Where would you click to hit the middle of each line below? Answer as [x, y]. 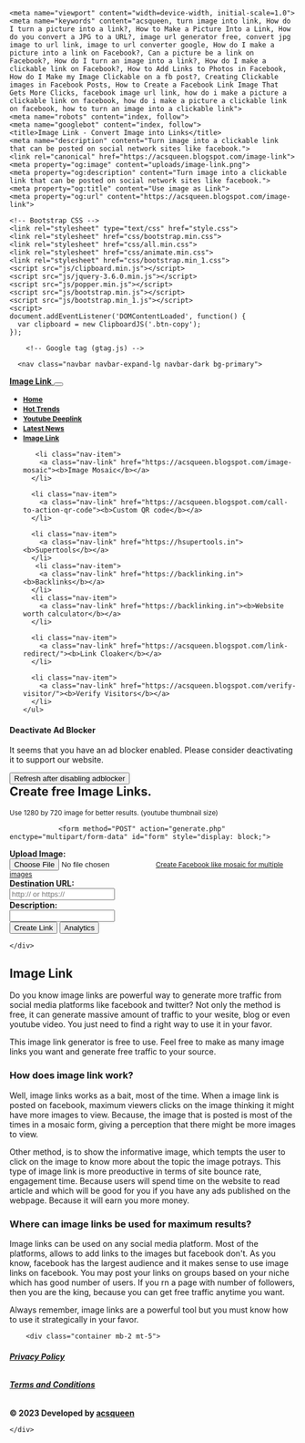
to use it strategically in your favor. [74, 1320]
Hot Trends [41, 409]
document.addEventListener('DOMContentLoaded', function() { [128, 317]
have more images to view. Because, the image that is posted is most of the [151, 1115]
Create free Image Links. [81, 792]
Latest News [43, 429]
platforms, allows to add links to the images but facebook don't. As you [142, 1253]
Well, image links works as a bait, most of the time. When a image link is [144, 1095]
